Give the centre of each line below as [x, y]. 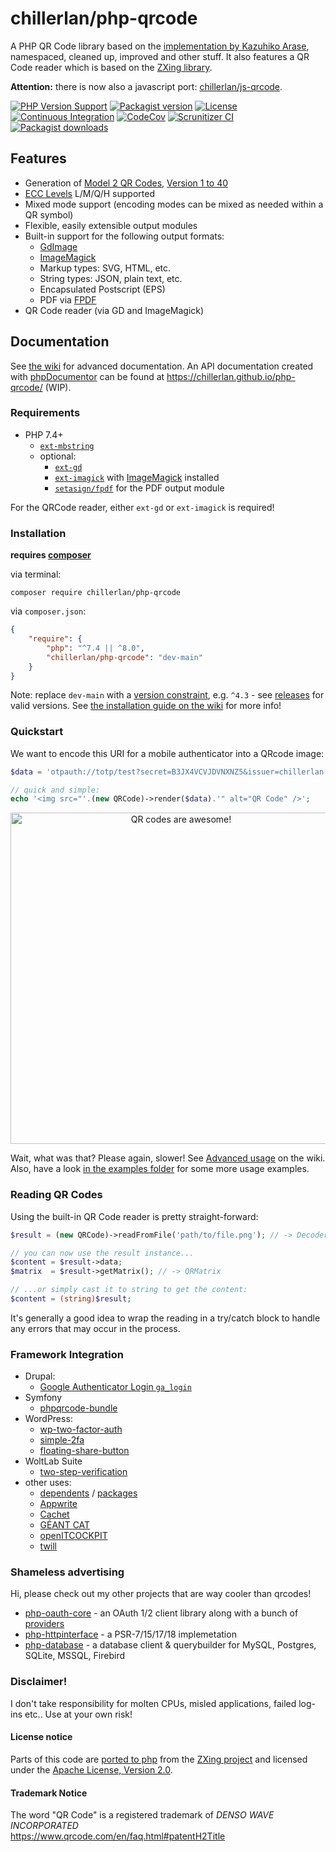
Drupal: [40, 1376]
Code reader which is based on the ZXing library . [111, 67]
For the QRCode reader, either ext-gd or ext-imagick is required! [142, 507]
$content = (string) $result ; [71, 1299]
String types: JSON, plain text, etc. [111, 278]
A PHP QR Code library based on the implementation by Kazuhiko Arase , [160, 46]
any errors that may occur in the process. [95, 1328]
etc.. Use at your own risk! [78, 1714]
